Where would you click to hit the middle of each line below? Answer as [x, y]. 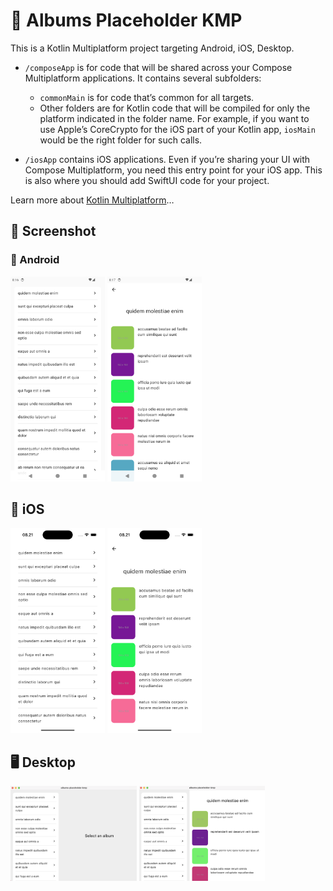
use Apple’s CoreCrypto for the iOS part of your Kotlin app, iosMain [177, 129]
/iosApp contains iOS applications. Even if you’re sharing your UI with [167, 159]
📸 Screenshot [53, 231]
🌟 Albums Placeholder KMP [126, 20]
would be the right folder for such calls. [121, 140]
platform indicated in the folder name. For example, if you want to [174, 118]
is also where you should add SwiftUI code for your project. [147, 180]
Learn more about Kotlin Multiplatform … [92, 200]
